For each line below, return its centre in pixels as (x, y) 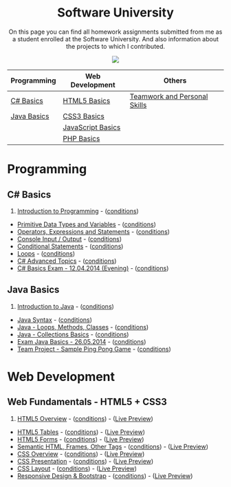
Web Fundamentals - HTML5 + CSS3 (87, 402)
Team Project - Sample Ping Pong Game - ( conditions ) (94, 349)
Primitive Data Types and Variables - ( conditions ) (87, 224)
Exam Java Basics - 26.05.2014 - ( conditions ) (81, 341)
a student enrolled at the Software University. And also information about (115, 39)
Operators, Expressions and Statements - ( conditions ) (93, 231)
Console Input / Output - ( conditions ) (69, 239)
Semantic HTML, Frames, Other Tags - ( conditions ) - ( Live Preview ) (112, 446)
